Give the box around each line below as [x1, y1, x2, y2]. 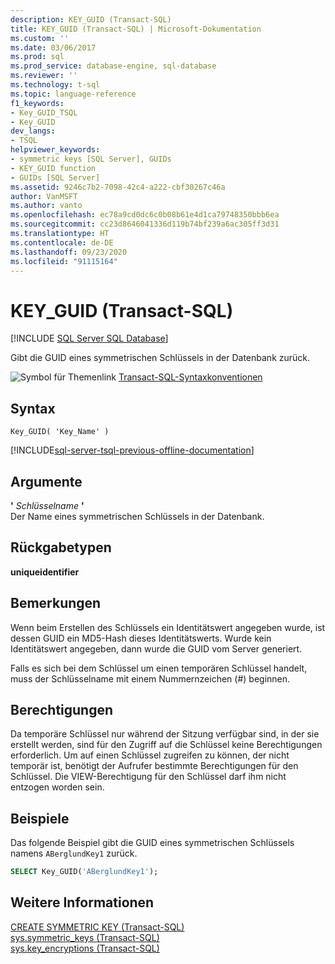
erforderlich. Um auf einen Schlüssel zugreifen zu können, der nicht [10, 749, 290, 761]
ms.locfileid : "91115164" [10, 256, 118, 266]
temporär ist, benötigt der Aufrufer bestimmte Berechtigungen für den [10, 760, 299, 772]
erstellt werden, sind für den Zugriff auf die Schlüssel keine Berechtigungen [10, 739, 323, 751]
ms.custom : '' [10, 33, 70, 43]
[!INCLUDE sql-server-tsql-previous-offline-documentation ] [10, 444, 255, 456]
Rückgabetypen [10, 539, 112, 556]
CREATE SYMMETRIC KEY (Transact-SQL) [10, 921, 185, 933]
